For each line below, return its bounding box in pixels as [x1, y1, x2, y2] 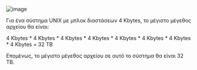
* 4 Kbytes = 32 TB [6, 41, 53, 48]
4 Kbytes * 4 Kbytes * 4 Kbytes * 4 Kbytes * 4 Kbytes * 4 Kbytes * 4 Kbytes [6, 35, 191, 41]
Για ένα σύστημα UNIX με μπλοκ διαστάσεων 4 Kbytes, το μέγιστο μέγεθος [6, 17, 192, 24]
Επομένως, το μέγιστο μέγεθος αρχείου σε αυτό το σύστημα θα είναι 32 [6, 52, 184, 59]
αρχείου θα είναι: [6, 24, 49, 30]
